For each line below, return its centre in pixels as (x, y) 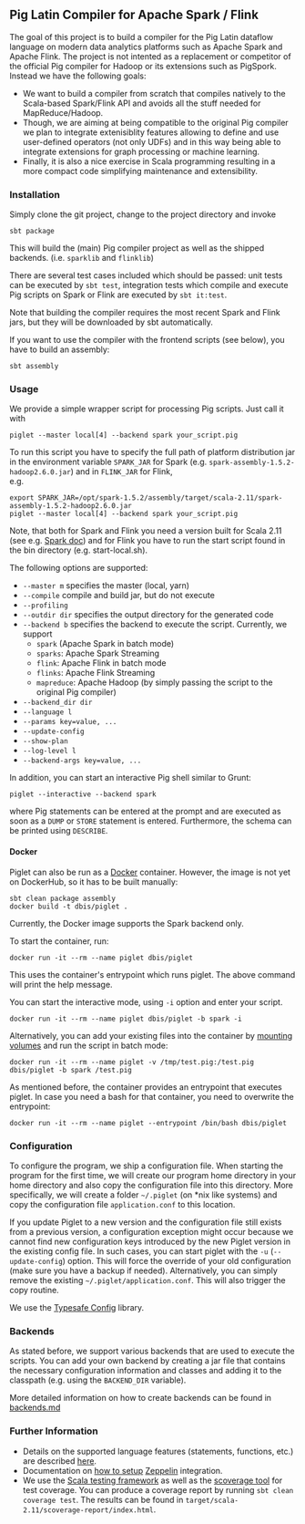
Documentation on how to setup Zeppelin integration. (122, 1470)
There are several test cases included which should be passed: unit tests (146, 275)
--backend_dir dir (57, 703)
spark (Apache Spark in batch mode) (105, 644)
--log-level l (49, 752)
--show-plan (45, 741)
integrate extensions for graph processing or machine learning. (141, 151)
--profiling (45, 606)
